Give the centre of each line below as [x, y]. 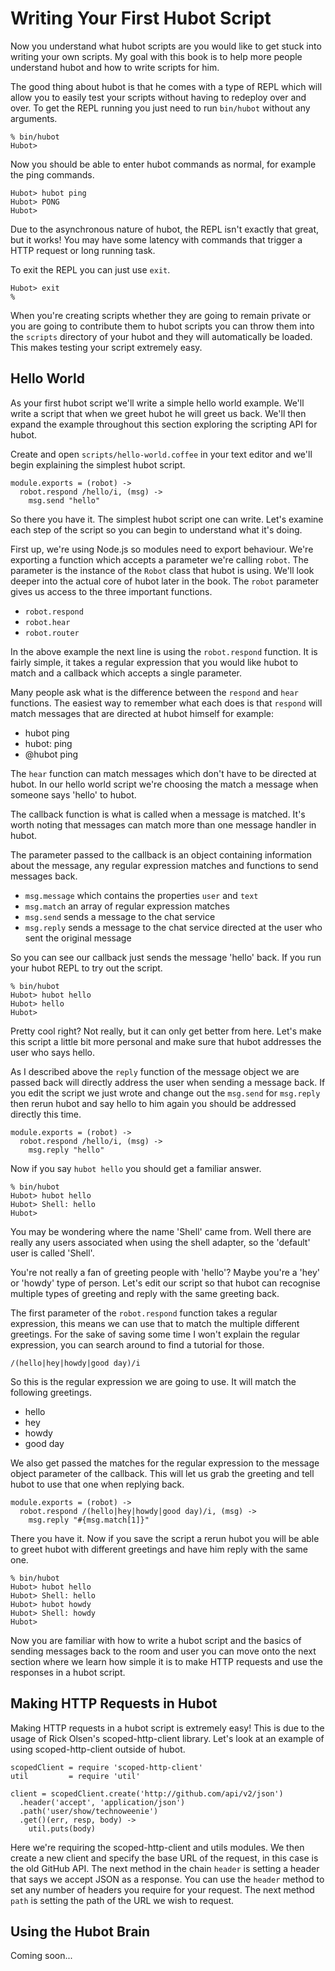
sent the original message [78, 938]
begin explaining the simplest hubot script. [98, 464]
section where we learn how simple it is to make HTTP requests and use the [166, 1661]
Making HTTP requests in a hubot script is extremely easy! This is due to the [167, 1728]
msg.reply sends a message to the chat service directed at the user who [173, 927]
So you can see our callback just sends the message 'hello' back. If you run [166, 957]
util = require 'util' [75, 1776]
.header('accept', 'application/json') [102, 1802]
